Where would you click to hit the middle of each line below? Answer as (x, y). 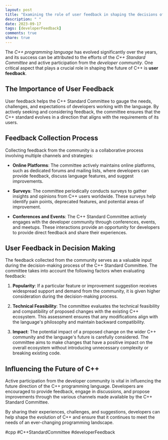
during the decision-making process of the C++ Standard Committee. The (81, 265)
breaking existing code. (36, 353)
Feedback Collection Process (52, 138)
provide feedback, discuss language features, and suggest (73, 176)
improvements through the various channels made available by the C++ (79, 397)
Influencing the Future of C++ (52, 369)
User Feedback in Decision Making (60, 248)
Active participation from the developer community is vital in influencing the (83, 381)
